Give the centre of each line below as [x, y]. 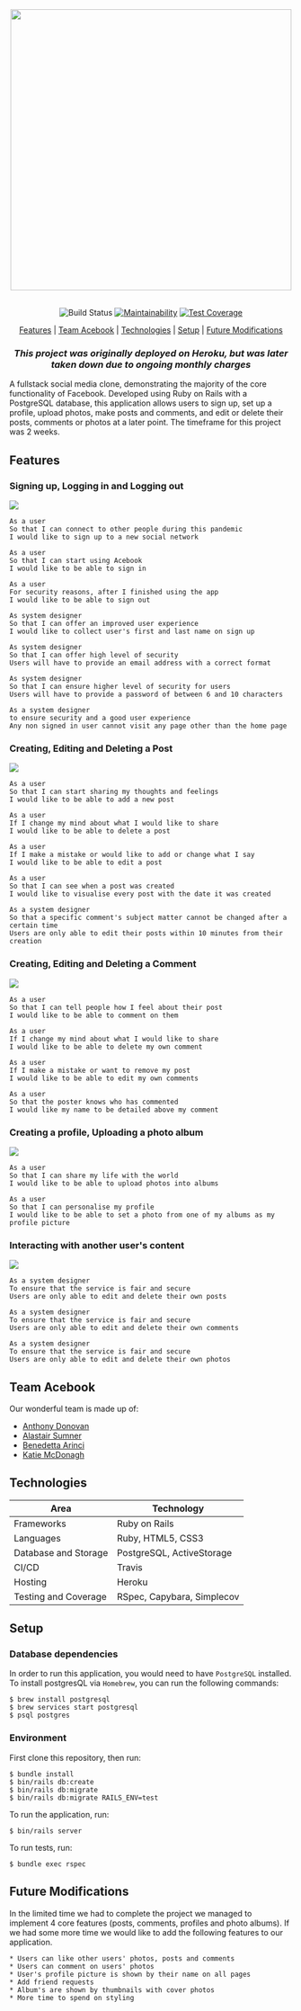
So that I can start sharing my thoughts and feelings [114, 792]
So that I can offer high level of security [94, 655]
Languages [37, 1538]
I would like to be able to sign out [80, 600]
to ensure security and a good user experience [100, 718]
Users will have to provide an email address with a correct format [140, 663]
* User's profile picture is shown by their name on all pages [130, 1974]
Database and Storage [61, 1552]
